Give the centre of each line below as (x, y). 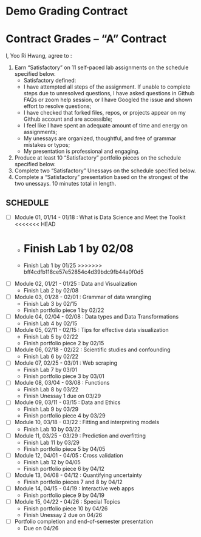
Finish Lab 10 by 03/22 (52, 429)
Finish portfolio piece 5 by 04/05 (64, 449)
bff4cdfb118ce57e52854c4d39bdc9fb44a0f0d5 (83, 272)
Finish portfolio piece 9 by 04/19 (64, 495)
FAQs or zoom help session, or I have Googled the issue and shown (108, 100)
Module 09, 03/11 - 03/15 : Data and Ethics (67, 402)
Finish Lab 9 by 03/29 (51, 409)
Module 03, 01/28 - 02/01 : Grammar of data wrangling (83, 297)
